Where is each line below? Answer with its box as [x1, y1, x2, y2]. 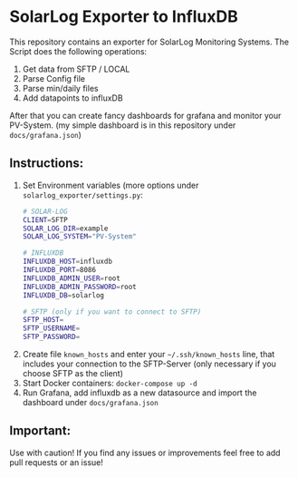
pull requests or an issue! [9, 456, 104, 468]
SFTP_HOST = [22, 316, 64, 325]
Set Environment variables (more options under [22, 180, 199, 190]
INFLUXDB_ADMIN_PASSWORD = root [22, 282, 138, 291]
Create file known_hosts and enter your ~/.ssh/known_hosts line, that [22, 349, 275, 359]
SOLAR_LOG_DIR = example [22, 224, 109, 233]
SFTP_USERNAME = [22, 324, 81, 333]
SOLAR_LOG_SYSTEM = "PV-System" [22, 232, 138, 241]
